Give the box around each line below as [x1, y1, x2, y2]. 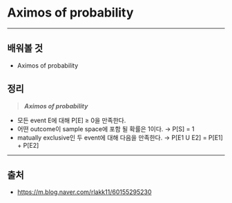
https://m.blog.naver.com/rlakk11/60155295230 [17, 188, 152, 196]
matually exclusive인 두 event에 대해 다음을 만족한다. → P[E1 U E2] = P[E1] [17, 133, 223, 142]
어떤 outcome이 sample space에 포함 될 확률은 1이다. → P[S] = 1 [17, 124, 195, 133]
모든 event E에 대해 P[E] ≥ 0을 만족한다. [17, 116, 126, 124]
